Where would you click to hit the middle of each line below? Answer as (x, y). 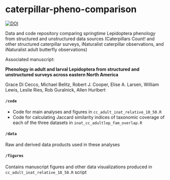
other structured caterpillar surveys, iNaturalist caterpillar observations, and (84, 44)
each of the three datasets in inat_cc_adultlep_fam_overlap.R (77, 123)
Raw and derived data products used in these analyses (63, 145)
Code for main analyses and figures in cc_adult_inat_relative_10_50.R (87, 112)
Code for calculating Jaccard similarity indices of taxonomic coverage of (89, 117)
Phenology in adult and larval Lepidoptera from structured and (72, 69)
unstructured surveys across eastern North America (62, 74)
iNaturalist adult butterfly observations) (46, 49)
